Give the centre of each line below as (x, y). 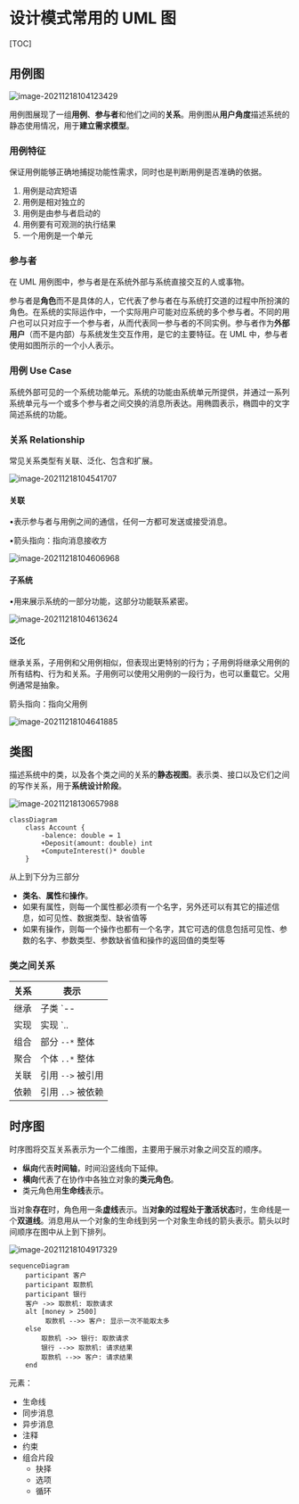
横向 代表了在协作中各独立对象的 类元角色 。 (100, 1179)
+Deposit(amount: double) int (97, 844)
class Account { (56, 828)
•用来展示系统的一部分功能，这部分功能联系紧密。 (101, 601)
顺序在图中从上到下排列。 (64, 1232)
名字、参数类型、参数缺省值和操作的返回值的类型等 (131, 940)
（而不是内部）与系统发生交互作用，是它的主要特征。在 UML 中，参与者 (157, 335)
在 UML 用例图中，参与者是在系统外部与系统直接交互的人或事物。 (129, 282)
